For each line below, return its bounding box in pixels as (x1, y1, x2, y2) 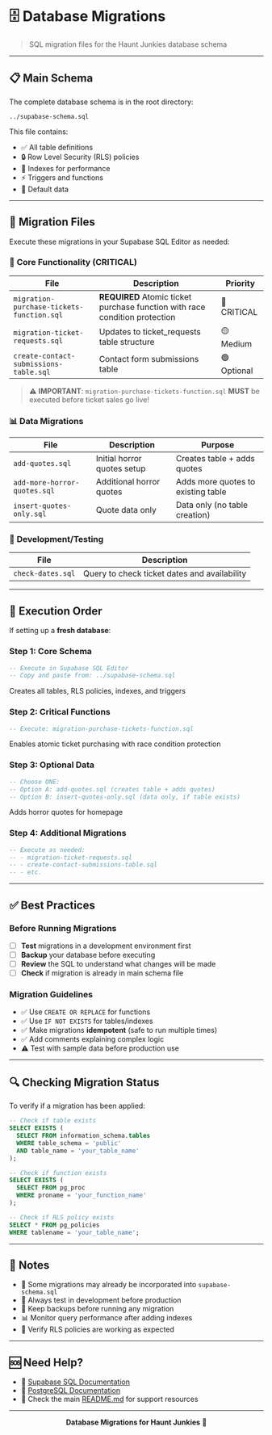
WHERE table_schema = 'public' (16, 1139, 122, 1148)
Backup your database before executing (20, 950, 156, 959)
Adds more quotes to (175, 476, 256, 488)
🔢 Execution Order (9, 604, 103, 618)
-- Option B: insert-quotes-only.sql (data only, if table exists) (9, 793, 241, 801)
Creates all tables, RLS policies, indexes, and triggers (9, 686, 186, 696)
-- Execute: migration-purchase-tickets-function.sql (9, 724, 195, 732)
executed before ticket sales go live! (28, 394, 150, 405)
